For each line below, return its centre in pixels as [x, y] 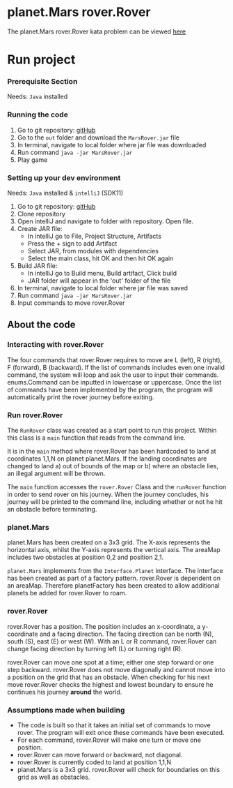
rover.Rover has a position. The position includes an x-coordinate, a [104, 626]
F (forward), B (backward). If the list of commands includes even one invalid [116, 367]
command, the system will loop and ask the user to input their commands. [113, 375]
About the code [41, 325]
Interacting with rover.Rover [56, 345]
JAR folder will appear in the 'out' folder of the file [99, 281]
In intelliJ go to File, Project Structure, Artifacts [95, 236]
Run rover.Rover [35, 415]
